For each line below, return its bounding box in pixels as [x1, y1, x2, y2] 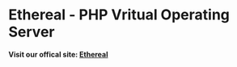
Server [8, 23, 55, 41]
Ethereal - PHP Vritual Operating [8, 6, 231, 24]
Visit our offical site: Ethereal [8, 49, 108, 59]
